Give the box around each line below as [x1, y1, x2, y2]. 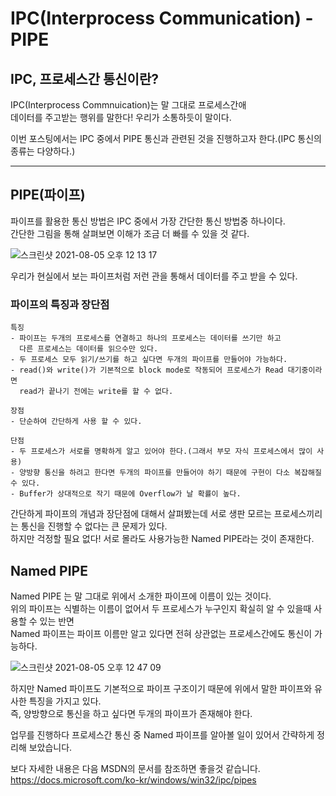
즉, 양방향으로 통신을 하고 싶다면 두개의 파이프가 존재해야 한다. [10, 707, 253, 719]
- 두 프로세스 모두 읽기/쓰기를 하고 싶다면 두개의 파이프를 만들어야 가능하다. [10, 355, 288, 365]
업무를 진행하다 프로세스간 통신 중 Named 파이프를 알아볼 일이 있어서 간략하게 [10, 728, 315, 741]
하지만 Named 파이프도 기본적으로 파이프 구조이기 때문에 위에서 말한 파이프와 [10, 682, 313, 694]
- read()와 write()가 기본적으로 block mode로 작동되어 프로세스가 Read [10, 365, 284, 376]
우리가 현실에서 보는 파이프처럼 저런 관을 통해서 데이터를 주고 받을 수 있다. [10, 270, 298, 282]
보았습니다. [28, 741, 73, 753]
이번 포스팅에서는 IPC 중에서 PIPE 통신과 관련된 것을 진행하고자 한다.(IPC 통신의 [10, 133, 322, 144]
